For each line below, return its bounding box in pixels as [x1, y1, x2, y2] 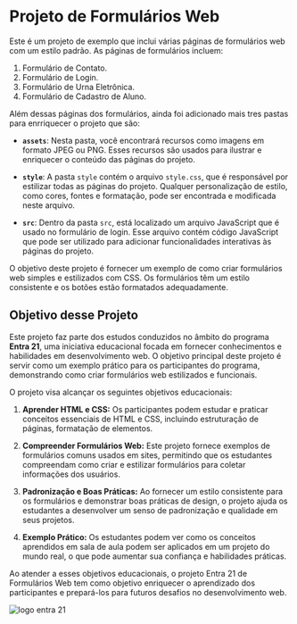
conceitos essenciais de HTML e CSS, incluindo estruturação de [21, 413, 260, 424]
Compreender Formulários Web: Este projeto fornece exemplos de [21, 440, 270, 451]
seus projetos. [21, 514, 75, 525]
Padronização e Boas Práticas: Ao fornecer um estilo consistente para [21, 486, 284, 496]
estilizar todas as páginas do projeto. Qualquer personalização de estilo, [21, 180, 288, 191]
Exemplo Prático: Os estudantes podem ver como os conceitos [21, 531, 256, 542]
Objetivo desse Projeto [9, 308, 138, 323]
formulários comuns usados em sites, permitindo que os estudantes [21, 449, 273, 461]
